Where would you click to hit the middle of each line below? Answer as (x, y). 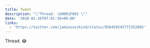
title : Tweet (18, 9)
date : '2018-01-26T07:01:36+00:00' (41, 18)
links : (12, 23)
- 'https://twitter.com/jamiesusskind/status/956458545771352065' (78, 27)
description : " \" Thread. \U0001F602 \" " (46, 14)
